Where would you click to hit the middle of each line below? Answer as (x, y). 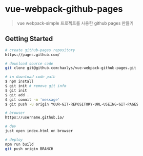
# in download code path (30, 77)
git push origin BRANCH (29, 149)
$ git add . (17, 95)
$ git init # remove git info (36, 86)
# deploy (14, 140)
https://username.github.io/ (35, 118)
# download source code (29, 64)
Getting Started (29, 39)
